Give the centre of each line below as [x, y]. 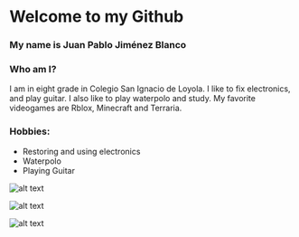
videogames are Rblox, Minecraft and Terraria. [96, 108]
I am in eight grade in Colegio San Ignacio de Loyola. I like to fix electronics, [150, 89]
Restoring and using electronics [81, 151]
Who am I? [33, 70]
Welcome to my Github [97, 17]
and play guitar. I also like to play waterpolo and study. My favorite [132, 99]
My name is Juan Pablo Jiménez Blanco [98, 45]
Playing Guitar [48, 170]
